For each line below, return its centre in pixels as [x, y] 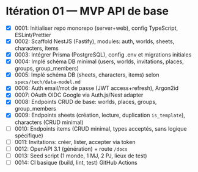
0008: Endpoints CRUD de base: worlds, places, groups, [86, 102]
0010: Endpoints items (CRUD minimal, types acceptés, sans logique [101, 128]
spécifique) [29, 136]
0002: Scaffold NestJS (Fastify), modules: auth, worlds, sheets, [94, 41]
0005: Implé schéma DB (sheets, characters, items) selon [87, 75]
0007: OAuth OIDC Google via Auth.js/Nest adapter [79, 95]
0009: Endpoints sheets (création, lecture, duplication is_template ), [100, 115]
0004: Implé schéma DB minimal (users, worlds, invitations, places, [99, 61]
